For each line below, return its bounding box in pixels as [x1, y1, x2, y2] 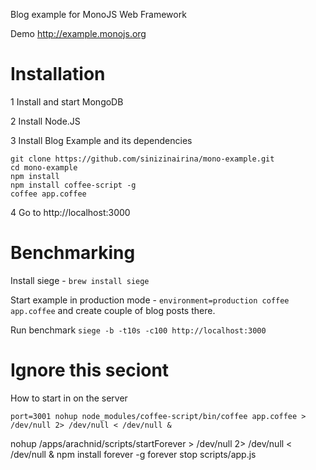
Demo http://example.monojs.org [10, 28, 147, 39]
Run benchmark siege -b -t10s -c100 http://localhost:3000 [10, 324, 267, 336]
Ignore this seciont [10, 359, 170, 382]
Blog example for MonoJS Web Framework [10, 9, 187, 20]
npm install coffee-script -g [10, 180, 137, 190]
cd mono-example [10, 162, 78, 173]
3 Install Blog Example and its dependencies [10, 134, 193, 146]
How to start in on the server [10, 392, 128, 404]
